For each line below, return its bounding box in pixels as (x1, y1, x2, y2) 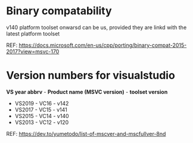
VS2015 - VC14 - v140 (14, 112, 70, 119)
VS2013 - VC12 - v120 (14, 119, 69, 126)
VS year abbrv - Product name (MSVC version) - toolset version (6, 88, 168, 96)
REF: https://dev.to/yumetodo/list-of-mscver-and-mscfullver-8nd (6, 130, 166, 137)
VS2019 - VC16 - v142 (14, 100, 69, 107)
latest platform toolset (6, 30, 60, 37)
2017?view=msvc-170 (6, 47, 60, 55)
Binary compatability (6, 4, 112, 18)
